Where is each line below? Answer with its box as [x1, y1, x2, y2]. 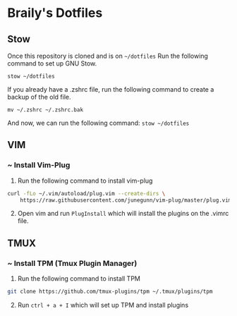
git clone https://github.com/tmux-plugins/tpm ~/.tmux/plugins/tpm [7, 288, 213, 296]
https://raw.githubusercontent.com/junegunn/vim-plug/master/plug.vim [20, 196, 232, 204]
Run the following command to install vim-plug [17, 176, 153, 185]
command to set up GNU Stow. [7, 59, 97, 68]
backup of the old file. [7, 93, 71, 101]
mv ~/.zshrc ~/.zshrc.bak [7, 107, 83, 114]
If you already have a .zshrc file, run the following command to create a [7, 85, 214, 93]
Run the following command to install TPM [17, 274, 141, 283]
